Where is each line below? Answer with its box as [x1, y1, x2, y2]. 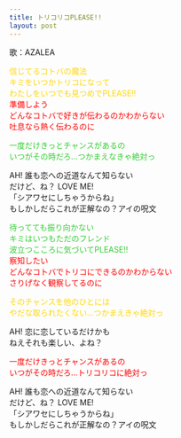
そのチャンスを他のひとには [9, 296, 111, 307]
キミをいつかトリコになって [9, 76, 111, 87]
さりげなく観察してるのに [9, 277, 103, 288]
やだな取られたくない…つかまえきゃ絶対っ [9, 307, 164, 317]
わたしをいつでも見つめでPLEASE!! [9, 88, 137, 98]
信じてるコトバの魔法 [9, 66, 87, 76]
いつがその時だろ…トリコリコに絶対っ [9, 367, 148, 378]
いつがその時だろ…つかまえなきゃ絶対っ [9, 151, 156, 161]
